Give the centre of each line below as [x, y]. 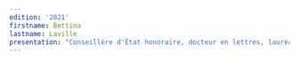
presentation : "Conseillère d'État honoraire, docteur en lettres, [137, 42]
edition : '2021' [39, 17]
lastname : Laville [43, 34]
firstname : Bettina [45, 26]
